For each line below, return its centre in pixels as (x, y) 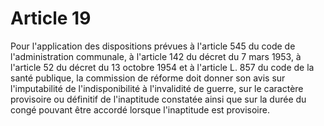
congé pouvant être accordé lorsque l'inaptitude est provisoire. (140, 109)
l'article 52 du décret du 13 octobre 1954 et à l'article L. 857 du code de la (162, 67)
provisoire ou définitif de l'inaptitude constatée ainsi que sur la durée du (158, 99)
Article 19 (51, 18)
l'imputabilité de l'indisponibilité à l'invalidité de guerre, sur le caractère (157, 88)
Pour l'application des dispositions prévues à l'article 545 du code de (153, 46)
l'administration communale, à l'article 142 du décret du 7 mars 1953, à (156, 56)
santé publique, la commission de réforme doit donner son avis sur (148, 78)
